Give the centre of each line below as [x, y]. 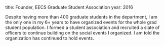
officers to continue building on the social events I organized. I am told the [82, 33]
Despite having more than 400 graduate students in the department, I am [81, 17]
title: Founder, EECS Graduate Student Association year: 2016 [69, 7]
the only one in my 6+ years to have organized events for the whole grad [81, 22]
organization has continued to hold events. [50, 38]
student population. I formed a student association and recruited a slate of [82, 27]
